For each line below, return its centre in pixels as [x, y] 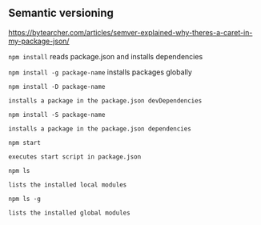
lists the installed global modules [69, 213]
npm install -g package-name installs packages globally [100, 72]
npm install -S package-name [57, 115]
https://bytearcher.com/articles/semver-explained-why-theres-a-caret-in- [130, 32]
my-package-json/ [39, 41]
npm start [25, 143]
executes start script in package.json [75, 157]
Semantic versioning [61, 13]
